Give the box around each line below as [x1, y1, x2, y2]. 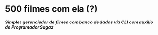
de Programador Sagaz [5, 24, 54, 30]
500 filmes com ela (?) [5, 3, 98, 14]
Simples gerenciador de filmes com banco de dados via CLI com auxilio [5, 19, 154, 25]
